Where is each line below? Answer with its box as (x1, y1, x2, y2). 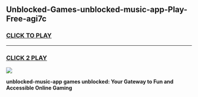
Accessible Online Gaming (6, 84, 72, 91)
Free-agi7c (6, 14, 47, 24)
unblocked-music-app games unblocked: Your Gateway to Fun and (6, 78, 174, 85)
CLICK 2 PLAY (6, 53, 47, 62)
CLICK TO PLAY (6, 32, 52, 40)
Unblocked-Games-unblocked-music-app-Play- (6, 5, 187, 15)
